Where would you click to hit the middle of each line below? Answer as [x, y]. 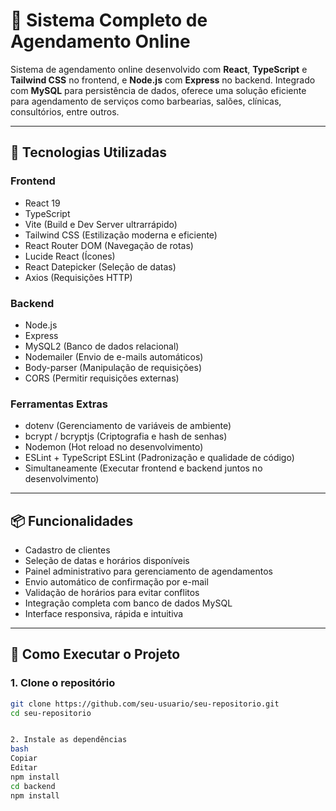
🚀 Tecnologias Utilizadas [88, 152]
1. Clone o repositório [63, 683]
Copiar [24, 759]
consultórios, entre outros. [65, 111]
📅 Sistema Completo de [109, 20]
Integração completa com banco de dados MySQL [128, 603]
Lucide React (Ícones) [70, 256]
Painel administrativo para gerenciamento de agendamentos [148, 571]
